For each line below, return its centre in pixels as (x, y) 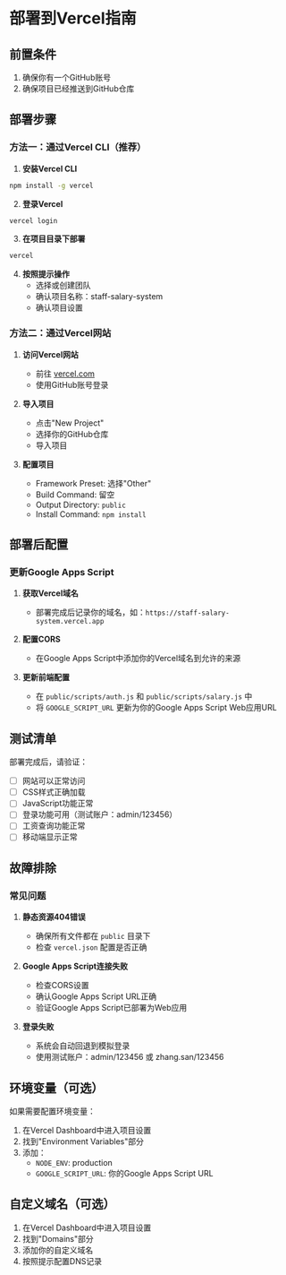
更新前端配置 (46, 677)
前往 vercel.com (65, 374)
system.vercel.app (70, 622)
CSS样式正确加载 (54, 792)
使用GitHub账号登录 (72, 384)
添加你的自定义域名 (58, 1250)
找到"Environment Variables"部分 (83, 1141)
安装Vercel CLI (50, 168)
